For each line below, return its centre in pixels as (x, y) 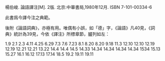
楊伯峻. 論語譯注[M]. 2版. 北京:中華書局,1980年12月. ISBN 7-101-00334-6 (79, 7)
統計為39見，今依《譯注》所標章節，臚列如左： (62, 34)
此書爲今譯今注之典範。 (29, 18)
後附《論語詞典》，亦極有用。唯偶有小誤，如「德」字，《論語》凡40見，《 (78, 28)
